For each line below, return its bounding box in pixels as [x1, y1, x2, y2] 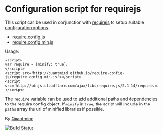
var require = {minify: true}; [5, 62, 68, 67]
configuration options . [5, 24, 49, 30]
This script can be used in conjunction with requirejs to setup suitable [5, 19, 144, 25]
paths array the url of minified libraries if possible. [5, 106, 104, 112]
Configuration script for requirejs [5, 3, 142, 15]
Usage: [5, 48, 19, 54]
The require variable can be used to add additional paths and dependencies [5, 96, 158, 102]
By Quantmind [5, 115, 34, 121]
